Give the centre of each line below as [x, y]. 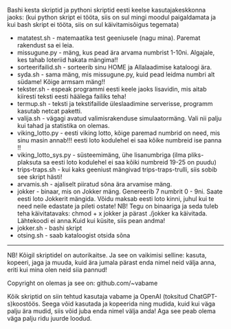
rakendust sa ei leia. [45, 45]
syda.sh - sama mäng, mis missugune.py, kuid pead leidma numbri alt [116, 74]
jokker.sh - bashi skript [49, 228]
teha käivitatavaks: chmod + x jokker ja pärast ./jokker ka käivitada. [112, 213]
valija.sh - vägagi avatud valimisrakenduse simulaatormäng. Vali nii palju [119, 118]
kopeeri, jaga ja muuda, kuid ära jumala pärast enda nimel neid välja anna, [112, 262]
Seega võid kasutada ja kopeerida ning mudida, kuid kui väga [128, 304]
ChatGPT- [203, 296]
